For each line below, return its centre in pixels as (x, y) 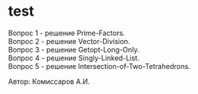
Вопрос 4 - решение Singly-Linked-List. (74, 58)
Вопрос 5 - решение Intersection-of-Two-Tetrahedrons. (99, 66)
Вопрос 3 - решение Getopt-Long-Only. (74, 49)
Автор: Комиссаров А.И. (49, 81)
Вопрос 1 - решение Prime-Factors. (67, 33)
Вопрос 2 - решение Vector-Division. (69, 41)
